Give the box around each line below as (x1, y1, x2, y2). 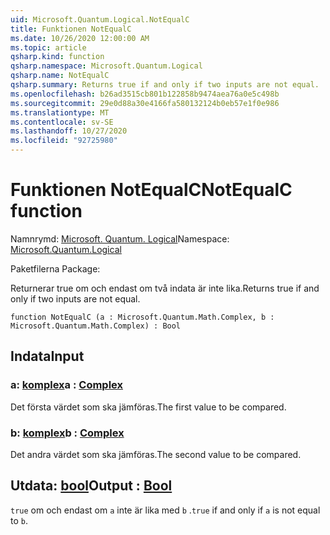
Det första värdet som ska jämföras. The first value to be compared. (10, 401, 287, 413)
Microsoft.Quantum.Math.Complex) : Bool (10, 321, 182, 331)
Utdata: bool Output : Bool (10, 477, 173, 495)
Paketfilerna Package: (10, 262, 101, 275)
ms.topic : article (10, 42, 87, 53)
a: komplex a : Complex (10, 378, 123, 392)
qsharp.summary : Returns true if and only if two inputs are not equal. (10, 80, 320, 90)
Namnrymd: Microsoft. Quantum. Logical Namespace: (10, 232, 230, 245)
